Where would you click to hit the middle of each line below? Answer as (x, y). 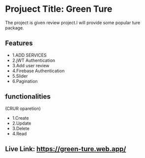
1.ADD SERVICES (29, 55)
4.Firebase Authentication (38, 71)
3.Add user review (31, 65)
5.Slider (20, 76)
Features (19, 43)
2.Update (22, 123)
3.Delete (21, 128)
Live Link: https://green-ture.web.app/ (66, 149)
